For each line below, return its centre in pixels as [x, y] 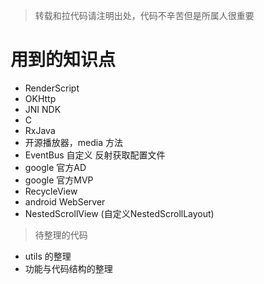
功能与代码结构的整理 [68, 268]
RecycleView [51, 191]
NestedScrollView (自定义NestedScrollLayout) [119, 213]
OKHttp [40, 98]
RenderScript [52, 88]
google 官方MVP [59, 180]
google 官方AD [55, 167]
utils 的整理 [48, 256]
